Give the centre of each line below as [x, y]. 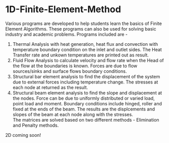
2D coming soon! [23, 135]
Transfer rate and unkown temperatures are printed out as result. [81, 55]
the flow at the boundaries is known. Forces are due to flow [75, 66]
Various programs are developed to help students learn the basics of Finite [83, 23]
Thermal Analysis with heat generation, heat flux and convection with [85, 44]
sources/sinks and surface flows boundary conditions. [70, 71]
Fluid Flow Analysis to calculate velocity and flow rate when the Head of [88, 60]
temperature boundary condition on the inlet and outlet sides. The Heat [87, 49]
